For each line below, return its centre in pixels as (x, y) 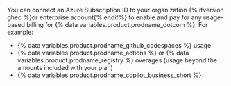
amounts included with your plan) (65, 68)
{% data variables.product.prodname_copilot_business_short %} (109, 75)
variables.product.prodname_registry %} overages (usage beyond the (117, 60)
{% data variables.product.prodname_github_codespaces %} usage (114, 45)
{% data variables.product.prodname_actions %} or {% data (103, 53)
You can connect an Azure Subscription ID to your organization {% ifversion (115, 10)
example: (20, 32)
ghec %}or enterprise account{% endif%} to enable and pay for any (105, 17)
